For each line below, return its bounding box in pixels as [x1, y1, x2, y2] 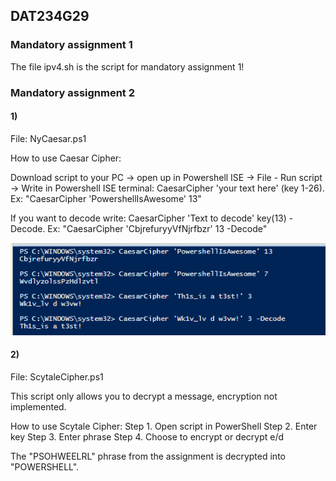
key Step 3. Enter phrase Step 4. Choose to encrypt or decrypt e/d [10, 430, 285, 443]
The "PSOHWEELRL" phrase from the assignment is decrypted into [10, 450, 286, 462]
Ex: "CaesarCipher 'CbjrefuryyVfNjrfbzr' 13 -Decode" [47, 222, 268, 234]
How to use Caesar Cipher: [10, 152, 122, 164]
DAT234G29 [10, 8, 90, 25]
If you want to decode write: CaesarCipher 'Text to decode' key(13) [10, 212, 287, 224]
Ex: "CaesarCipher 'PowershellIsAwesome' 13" [10, 192, 202, 204]
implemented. [10, 400, 67, 413]
